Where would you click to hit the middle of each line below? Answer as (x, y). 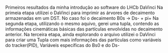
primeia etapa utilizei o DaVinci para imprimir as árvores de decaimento (80, 13)
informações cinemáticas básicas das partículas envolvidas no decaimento (84, 29)
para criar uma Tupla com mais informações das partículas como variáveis (83, 40)
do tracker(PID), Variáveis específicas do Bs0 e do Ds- (62, 45)
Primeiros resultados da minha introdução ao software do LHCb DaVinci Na (84, 7)
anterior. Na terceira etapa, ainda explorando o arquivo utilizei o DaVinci (80, 34)
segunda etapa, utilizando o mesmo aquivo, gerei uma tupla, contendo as (82, 23)
